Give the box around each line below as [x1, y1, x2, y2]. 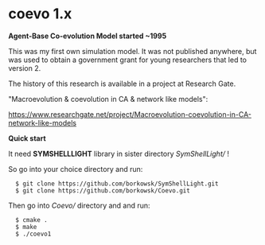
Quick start [8, 133, 46, 143]
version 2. [8, 63, 41, 72]
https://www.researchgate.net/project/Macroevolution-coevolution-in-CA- [8, 109, 252, 119]
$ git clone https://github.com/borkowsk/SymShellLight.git [15, 180, 219, 188]
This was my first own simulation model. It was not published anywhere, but [8, 46, 257, 56]
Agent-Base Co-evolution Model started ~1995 [8, 31, 167, 41]
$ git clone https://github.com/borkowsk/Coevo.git [15, 186, 191, 195]
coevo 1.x [8, 5, 72, 23]
